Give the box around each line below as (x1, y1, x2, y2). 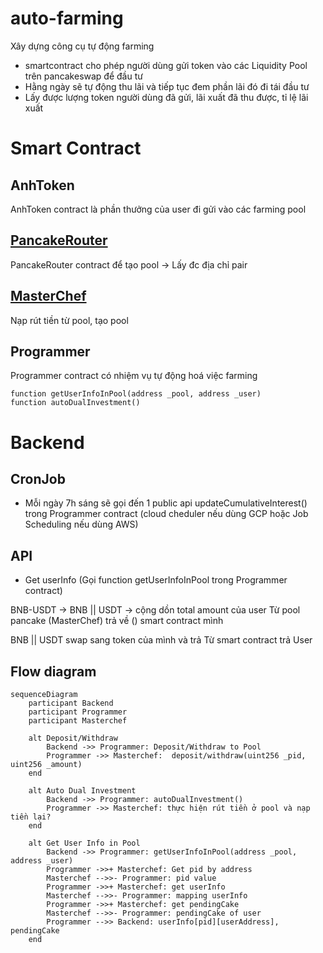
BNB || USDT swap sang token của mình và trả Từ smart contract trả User (10, 634, 313, 646)
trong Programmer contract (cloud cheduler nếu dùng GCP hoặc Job (24, 508, 309, 520)
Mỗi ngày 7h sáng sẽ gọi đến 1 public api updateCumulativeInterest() (24, 497, 308, 509)
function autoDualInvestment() (10, 398, 141, 408)
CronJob (10, 470, 66, 487)
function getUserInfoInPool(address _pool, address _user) (10, 389, 262, 399)
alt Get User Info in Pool (28, 838, 141, 848)
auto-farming (10, 7, 124, 30)
